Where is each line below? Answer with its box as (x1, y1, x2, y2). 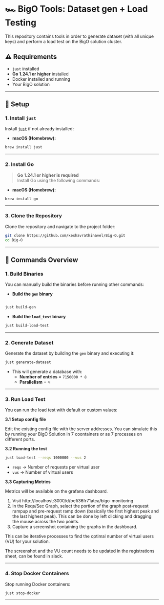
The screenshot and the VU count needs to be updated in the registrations (5, 548, 155, 554)
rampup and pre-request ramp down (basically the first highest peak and (12, 508, 159, 514)
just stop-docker (5, 590, 41, 596)
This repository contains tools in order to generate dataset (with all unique (5, 33, 154, 39)
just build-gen (5, 305, 36, 310)
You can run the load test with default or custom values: (5, 407, 118, 413)
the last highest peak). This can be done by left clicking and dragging (12, 513, 152, 519)
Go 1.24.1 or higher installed (12, 71, 69, 77)
